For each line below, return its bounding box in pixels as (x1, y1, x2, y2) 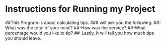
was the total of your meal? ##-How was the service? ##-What (17, 24, 146, 30)
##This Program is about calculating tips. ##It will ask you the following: (5, 20, 153, 25)
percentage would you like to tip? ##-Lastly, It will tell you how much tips (5, 30, 154, 36)
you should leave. (5, 35, 41, 41)
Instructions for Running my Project (5, 3, 156, 15)
